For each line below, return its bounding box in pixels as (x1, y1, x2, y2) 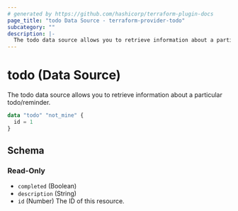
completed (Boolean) (17, 182, 77, 190)
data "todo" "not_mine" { (7, 112, 84, 119)
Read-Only (7, 166, 46, 176)
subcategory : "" (7, 23, 55, 30)
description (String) (17, 189, 76, 198)
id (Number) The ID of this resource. (17, 197, 125, 205)
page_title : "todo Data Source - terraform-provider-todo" (7, 17, 186, 24)
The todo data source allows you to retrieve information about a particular (7, 91, 223, 99)
